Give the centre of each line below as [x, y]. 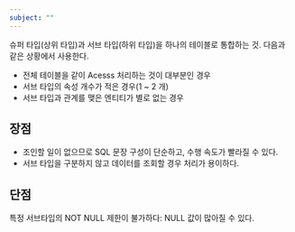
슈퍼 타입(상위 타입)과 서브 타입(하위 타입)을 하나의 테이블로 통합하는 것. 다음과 [147, 44]
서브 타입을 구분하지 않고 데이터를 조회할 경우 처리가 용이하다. [131, 163]
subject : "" [32, 18]
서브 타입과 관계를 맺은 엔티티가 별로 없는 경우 [103, 97]
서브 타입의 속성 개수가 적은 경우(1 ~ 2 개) [96, 86]
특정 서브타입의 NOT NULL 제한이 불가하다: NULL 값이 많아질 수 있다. [132, 218]
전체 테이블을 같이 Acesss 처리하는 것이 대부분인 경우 [116, 75]
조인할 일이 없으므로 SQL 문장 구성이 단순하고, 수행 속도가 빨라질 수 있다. [150, 152]
